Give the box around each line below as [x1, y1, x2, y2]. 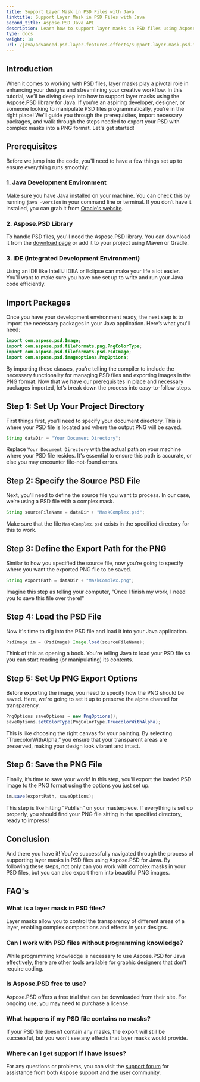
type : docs [6, 31, 33, 37]
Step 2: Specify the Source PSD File [6, 475, 141, 486]
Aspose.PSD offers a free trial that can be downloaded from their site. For [6, 993, 186, 1000]
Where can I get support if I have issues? [6, 1049, 127, 1058]
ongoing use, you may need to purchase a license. [6, 999, 130, 1007]
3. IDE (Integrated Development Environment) [6, 254, 140, 263]
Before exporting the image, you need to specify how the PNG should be [6, 689, 185, 697]
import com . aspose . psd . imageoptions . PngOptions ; [6, 354, 129, 360]
